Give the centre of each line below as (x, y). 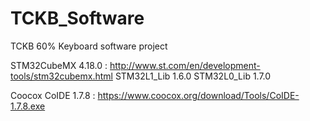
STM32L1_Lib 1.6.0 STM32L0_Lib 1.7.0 (193, 76)
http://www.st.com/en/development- (185, 65)
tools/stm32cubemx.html (61, 76)
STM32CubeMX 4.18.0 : (59, 65)
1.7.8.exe (28, 106)
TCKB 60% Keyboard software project (89, 46)
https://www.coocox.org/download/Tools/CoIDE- (198, 95)
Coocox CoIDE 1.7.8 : (53, 95)
